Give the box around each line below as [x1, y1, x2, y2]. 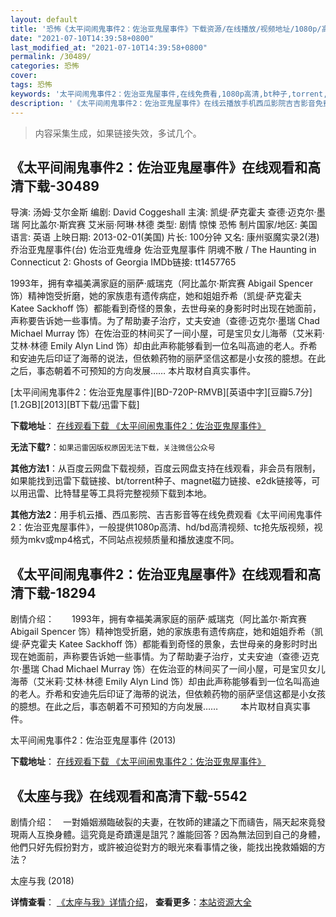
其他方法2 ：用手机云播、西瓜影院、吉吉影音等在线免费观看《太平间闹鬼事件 [10, 509, 323, 521]
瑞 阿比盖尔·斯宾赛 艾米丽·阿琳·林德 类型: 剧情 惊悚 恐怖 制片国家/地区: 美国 [10, 219, 318, 231]
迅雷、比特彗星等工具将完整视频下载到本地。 [27, 487, 212, 500]
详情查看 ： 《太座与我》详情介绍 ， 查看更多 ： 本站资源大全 [10, 896, 252, 908]
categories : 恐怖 [10, 61, 80, 71]
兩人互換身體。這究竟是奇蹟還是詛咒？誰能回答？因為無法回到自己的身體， [18, 828, 326, 840]
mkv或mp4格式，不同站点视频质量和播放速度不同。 [27, 534, 240, 546]
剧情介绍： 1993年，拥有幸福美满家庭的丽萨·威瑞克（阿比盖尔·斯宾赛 [10, 613, 307, 625]
